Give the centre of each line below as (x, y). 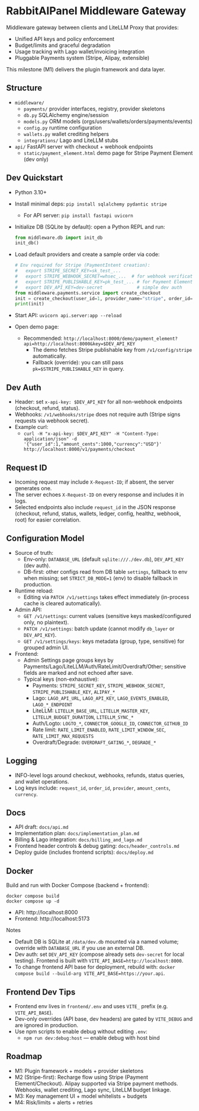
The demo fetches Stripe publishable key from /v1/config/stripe (112, 350)
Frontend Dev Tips (41, 992)
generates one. (33, 488)
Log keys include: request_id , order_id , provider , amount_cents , (92, 788)
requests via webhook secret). (52, 421)
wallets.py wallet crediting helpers (66, 134)
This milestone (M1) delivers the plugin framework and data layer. (86, 69)
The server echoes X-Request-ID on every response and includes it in (99, 494)
